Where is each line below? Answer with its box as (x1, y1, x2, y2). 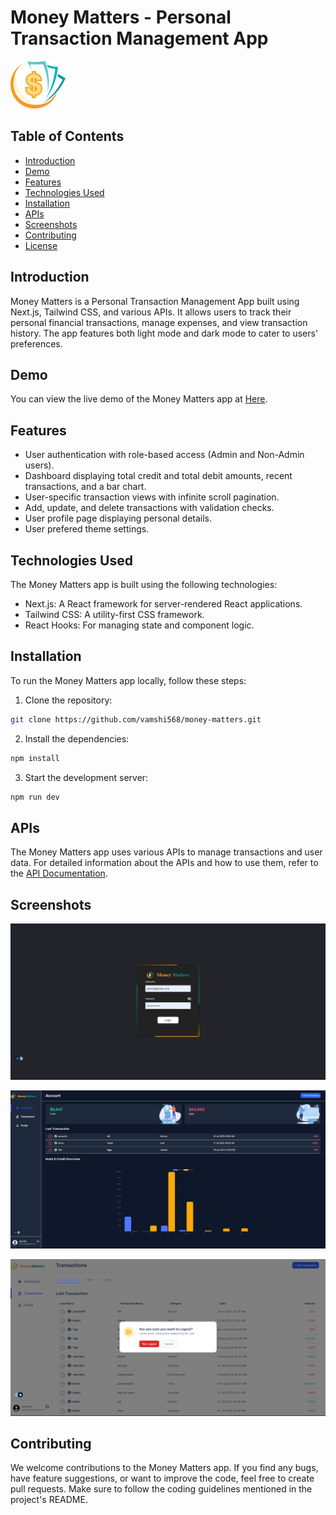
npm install (10, 753, 60, 763)
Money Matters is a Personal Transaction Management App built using (10, 295, 300, 307)
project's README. (10, 1494, 88, 1506)
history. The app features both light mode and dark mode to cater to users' (10, 327, 319, 339)
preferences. (10, 337, 63, 350)
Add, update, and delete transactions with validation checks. (24, 502, 275, 514)
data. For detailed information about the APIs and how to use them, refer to (10, 857, 319, 869)
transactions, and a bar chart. (24, 481, 147, 493)
